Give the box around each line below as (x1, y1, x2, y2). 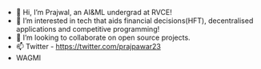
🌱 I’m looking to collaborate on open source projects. (15, 33, 191, 42)
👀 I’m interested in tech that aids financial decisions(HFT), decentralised (15, 16, 254, 25)
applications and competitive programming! (15, 25, 160, 33)
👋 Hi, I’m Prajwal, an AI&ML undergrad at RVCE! (15, 8, 172, 17)
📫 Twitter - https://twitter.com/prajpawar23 (15, 42, 162, 51)
